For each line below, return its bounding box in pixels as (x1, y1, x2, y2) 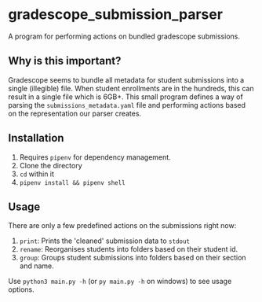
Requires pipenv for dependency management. (19, 152, 171, 162)
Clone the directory (19, 160, 82, 170)
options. (8, 285, 35, 294)
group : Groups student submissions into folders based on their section (19, 253, 246, 263)
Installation (8, 131, 64, 145)
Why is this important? (8, 54, 122, 68)
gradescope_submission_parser (8, 6, 224, 24)
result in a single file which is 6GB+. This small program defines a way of (8, 92, 243, 101)
